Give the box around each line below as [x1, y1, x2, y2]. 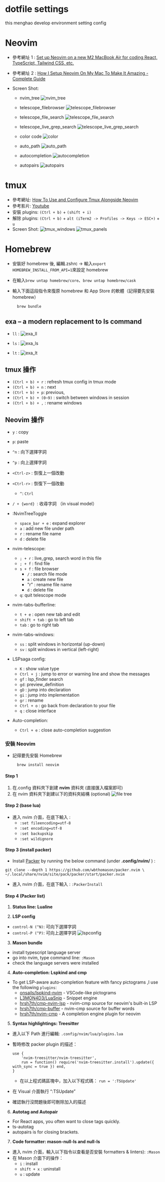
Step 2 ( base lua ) [5, 802, 41, 808]
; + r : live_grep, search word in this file [19, 555, 102, 561]
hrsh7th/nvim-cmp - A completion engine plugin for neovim [19, 1011, 141, 1017]
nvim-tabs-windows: [12, 632, 55, 638]
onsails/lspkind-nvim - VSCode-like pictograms [19, 990, 117, 996]
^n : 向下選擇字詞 [12, 449, 47, 455]
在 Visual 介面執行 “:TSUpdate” [12, 1088, 76, 1095]
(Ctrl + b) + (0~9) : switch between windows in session [12, 394, 129, 400]
